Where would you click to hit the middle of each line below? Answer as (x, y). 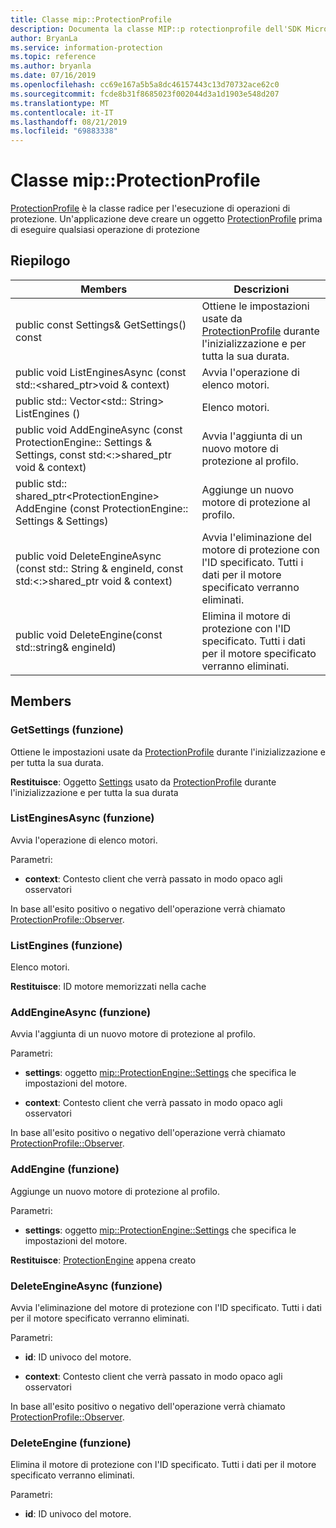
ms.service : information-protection (86, 47)
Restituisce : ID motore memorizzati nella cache (108, 987)
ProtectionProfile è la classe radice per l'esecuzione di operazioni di (150, 208)
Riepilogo (40, 261)
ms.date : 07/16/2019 (53, 76)
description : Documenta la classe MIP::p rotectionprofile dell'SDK (156, 29)
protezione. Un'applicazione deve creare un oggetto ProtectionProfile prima (166, 219)
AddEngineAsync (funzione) (81, 1013)
